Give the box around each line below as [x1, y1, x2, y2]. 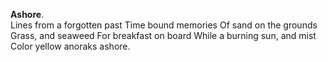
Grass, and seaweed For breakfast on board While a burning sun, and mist [10, 30, 317, 41]
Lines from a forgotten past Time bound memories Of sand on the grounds [10, 19, 318, 31]
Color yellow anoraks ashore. [10, 40, 131, 52]
